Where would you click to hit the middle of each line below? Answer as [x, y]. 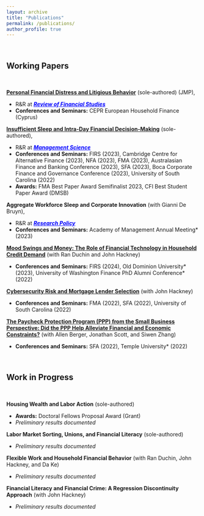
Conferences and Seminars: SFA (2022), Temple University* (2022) [101, 346]
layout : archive [27, 12]
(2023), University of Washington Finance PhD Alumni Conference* [100, 273]
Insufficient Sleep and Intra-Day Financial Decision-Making [83, 129]
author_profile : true [34, 29]
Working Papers [38, 66]
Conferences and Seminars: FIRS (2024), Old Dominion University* [100, 266]
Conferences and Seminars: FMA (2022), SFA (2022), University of [100, 303]
